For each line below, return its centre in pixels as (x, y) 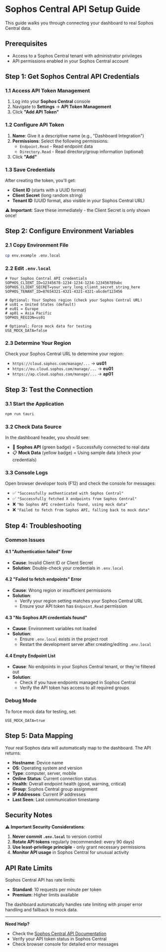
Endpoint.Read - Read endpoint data (56, 146)
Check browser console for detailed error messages (65, 944)
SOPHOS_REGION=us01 (25, 317)
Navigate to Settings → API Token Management (62, 107)
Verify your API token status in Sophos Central (60, 939)
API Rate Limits (29, 868)
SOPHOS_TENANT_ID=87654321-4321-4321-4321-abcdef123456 (64, 291)
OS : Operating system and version (47, 768)
